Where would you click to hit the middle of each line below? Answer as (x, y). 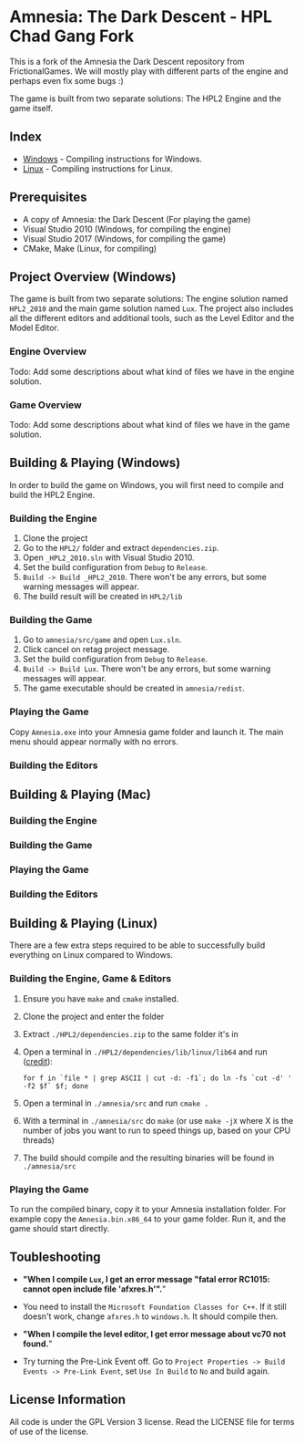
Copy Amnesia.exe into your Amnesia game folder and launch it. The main (147, 732)
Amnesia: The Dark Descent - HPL (141, 17)
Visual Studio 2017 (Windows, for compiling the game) (124, 238)
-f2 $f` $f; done (56, 1086)
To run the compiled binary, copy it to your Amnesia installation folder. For (148, 1210)
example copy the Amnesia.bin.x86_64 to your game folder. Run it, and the (148, 1219)
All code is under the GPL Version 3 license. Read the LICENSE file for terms (152, 1421)
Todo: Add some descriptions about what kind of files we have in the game (150, 424)
